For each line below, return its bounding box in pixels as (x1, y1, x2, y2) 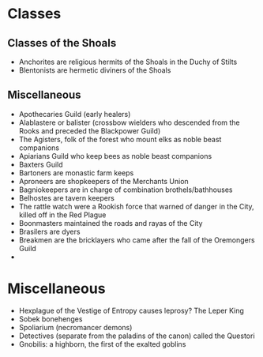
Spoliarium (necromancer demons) (18, 322, 133, 332)
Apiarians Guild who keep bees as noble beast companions (18, 151, 212, 160)
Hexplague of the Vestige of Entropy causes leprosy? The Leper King (18, 306, 244, 315)
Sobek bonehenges (18, 314, 83, 324)
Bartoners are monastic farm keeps (18, 167, 134, 178)
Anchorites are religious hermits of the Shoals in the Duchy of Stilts (18, 57, 238, 66)
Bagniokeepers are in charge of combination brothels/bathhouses (18, 185, 233, 194)
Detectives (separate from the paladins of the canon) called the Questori (18, 331, 255, 340)
